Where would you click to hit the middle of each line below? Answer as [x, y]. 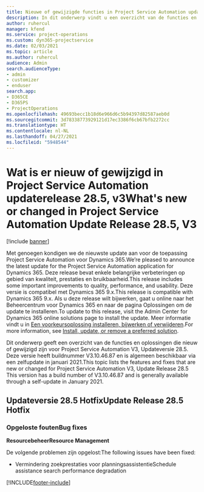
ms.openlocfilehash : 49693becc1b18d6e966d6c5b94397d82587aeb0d [88, 114]
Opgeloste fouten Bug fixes [47, 427]
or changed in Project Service [83, 211]
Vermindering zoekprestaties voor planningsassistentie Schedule [96, 465]
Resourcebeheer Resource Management [58, 441]
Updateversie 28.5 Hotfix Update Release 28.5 [95, 401]
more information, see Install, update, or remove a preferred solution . [93, 330]
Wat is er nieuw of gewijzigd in [85, 172]
